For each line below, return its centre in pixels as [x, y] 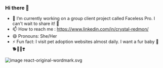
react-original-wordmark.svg [53, 60]
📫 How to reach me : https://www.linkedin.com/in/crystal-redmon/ [81, 29]
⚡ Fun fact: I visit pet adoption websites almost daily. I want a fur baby [83, 42]
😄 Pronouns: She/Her [35, 36]
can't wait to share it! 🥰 [36, 23]
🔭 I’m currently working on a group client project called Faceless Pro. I [84, 19]
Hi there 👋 [17, 8]
